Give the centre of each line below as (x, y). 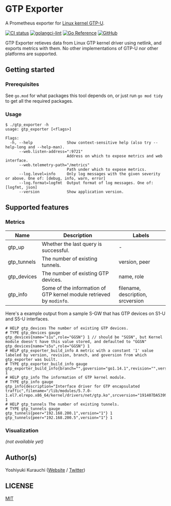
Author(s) (21, 458)
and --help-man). (46, 147)
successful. (55, 250)
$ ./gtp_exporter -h (27, 125)
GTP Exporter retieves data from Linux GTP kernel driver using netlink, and (83, 43)
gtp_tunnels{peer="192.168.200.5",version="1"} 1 (59, 418)
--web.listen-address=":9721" (51, 151)
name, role (131, 277)
